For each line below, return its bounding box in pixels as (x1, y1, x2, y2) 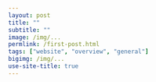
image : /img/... (8, 33, 61, 41)
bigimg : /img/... (8, 55, 65, 63)
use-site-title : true (8, 62, 79, 70)
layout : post (8, 11, 51, 20)
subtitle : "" (8, 26, 51, 34)
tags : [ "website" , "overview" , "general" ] (8, 48, 149, 55)
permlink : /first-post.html (8, 41, 100, 48)
